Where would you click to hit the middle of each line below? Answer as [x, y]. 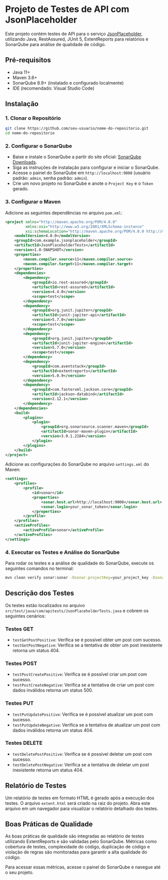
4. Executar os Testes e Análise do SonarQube [62, 552]
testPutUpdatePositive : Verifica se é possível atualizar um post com [83, 714]
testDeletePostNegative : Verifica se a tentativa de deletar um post [81, 764]
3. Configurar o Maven [33, 202]
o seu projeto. [19, 872]
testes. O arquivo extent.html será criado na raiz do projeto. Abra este [78, 803]
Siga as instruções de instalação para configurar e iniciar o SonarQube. [86, 168]
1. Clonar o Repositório [33, 118]
